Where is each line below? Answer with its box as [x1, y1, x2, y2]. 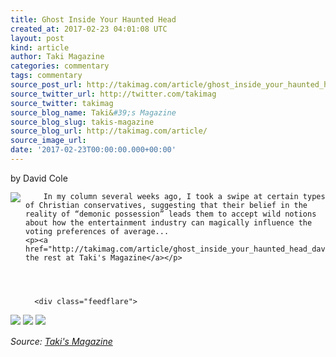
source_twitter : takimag [10, 98, 114, 108]
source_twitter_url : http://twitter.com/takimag [10, 89, 217, 99]
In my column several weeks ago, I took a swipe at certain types [43, 191, 326, 201]
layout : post [10, 33, 65, 43]
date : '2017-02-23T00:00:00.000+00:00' [10, 145, 177, 155]
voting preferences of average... [25, 226, 170, 236]
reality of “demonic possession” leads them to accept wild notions [25, 209, 317, 219]
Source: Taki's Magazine [10, 335, 113, 347]
